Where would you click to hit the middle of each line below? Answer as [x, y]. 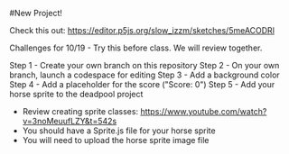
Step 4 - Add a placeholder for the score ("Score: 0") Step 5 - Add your [142, 84]
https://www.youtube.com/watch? [203, 111]
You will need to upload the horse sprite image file [116, 140]
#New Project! [36, 13]
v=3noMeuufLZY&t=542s [70, 121]
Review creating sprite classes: [80, 111]
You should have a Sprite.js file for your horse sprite [119, 131]
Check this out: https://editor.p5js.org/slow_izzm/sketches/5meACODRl [142, 30]
